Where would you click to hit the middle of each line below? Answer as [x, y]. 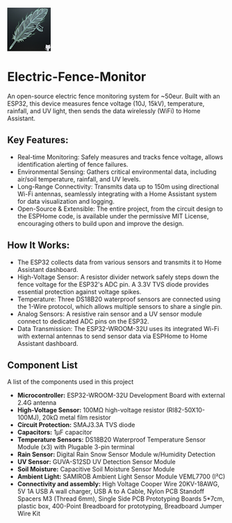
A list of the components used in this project [71, 382]
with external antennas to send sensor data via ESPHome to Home [112, 336]
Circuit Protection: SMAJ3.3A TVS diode [76, 425]
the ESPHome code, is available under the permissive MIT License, [113, 216]
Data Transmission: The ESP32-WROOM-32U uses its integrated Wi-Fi [118, 328]
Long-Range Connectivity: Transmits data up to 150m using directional [118, 186]
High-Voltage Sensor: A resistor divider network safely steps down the [118, 277]
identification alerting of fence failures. [73, 164]
